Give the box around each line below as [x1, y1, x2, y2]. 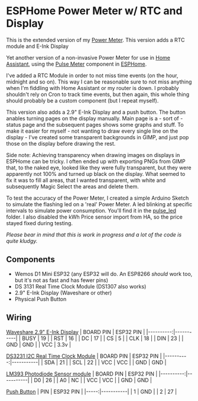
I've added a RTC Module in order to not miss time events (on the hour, [6, 72, 178, 79]
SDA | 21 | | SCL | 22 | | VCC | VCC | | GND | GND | [44, 358, 167, 365]
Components [6, 255, 55, 265]
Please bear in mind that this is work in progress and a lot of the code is [6, 231, 182, 238]
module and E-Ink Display [6, 43, 69, 50]
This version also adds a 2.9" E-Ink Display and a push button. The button [6, 108, 186, 116]
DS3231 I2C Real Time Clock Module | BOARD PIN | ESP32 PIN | [6, 352, 162, 360]
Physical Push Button [14, 295, 67, 303]
